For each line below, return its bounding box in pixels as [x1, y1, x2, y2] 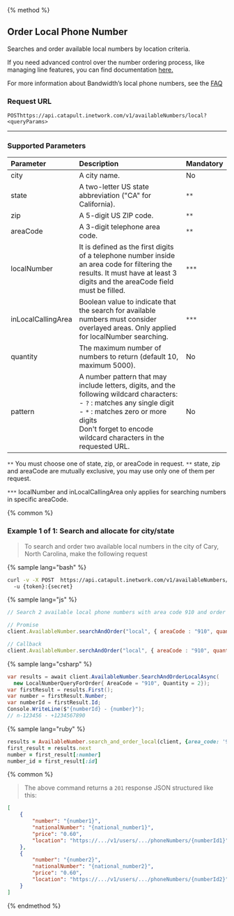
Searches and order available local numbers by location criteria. [7, 45, 190, 53]
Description [79, 159, 119, 169]
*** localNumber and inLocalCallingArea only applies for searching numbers [7, 488, 226, 496]
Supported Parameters [7, 141, 86, 151]
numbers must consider [79, 314, 157, 324]
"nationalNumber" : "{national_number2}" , [32, 863, 155, 870]
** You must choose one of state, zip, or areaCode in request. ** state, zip [7, 459, 221, 468]
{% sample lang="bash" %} [7, 563, 87, 571]
